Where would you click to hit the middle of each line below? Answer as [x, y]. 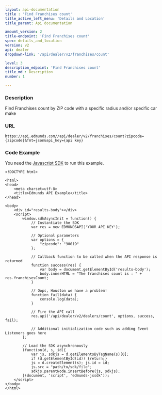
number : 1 [15, 77]
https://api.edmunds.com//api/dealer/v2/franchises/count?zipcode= [75, 136]
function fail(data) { [54, 295]
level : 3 [14, 63]
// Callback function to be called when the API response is [94, 257]
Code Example [23, 152]
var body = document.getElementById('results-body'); [95, 269]
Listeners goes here [26, 333]
